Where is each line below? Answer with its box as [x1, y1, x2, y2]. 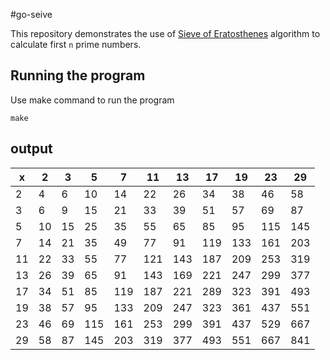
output [10, 140, 53, 158]
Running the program [10, 67, 146, 84]
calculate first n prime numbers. [10, 39, 142, 50]
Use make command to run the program [10, 94, 175, 106]
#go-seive [10, 9, 53, 20]
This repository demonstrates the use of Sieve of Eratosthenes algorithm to [10, 28, 321, 39]
